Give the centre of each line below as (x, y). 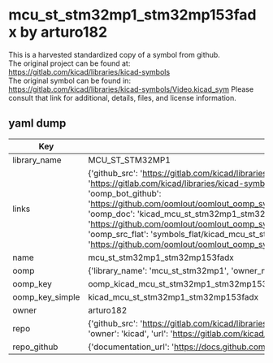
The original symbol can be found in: (70, 80)
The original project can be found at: (69, 63)
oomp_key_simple (46, 296)
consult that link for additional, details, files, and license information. (123, 97)
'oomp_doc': (112, 214)
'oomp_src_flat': (118, 234)
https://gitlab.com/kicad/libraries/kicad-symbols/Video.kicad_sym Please (131, 89)
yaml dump (37, 123)
